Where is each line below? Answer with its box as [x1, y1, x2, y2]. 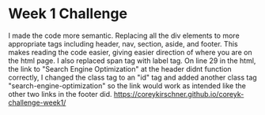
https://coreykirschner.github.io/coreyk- [113, 89, 244, 98]
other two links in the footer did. [8, 89, 112, 98]
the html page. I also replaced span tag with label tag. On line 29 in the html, [8, 56, 256, 65]
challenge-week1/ [8, 98, 66, 107]
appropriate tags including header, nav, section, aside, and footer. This [8, 39, 239, 48]
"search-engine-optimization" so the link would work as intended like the [8, 80, 247, 91]
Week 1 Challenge [8, 5, 128, 23]
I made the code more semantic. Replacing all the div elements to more [8, 31, 240, 40]
